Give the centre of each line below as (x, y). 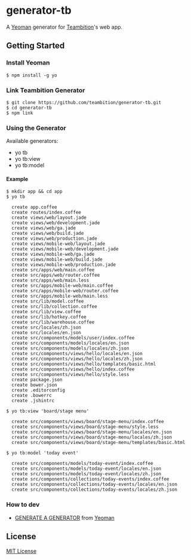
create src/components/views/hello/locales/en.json (77, 354)
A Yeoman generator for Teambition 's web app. (64, 27)
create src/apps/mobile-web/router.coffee (65, 291)
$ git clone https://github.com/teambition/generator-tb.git (84, 102)
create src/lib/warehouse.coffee (53, 322)
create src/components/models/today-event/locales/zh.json (87, 474)
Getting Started (36, 46)
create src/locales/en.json (47, 333)
